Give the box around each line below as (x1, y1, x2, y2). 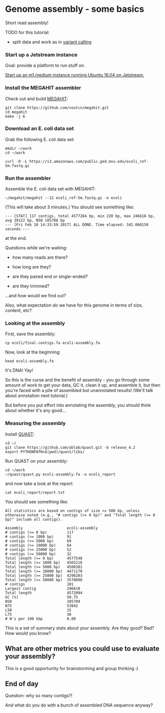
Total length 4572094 (5, 590, 83, 595)
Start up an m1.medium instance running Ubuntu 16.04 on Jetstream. (5, 72, 144, 78)
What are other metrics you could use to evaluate (5, 644, 160, 653)
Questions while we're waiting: (5, 245, 67, 251)
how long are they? (12, 264, 51, 270)
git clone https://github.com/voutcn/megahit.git (5, 105, 109, 110)
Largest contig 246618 (5, 586, 80, 591)
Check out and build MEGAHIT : (5, 95, 68, 102)
